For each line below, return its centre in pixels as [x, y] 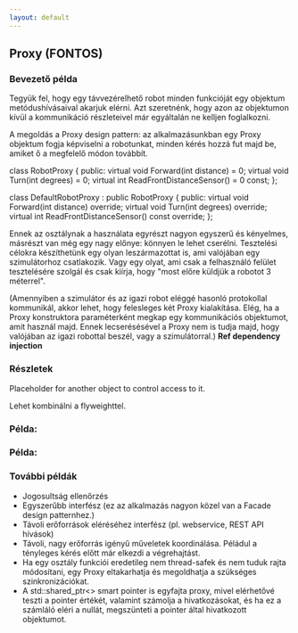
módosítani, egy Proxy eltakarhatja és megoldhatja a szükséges [139, 571]
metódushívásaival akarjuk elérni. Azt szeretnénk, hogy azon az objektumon [149, 108]
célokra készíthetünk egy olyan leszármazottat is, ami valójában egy [135, 253]
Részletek [31, 369]
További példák [43, 476]
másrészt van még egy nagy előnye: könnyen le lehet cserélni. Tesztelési [143, 243]
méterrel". [28, 281]
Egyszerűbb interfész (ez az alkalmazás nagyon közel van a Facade [147, 506]
